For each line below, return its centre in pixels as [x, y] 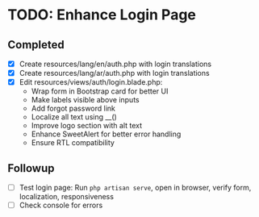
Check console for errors [61, 205]
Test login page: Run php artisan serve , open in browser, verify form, [135, 188]
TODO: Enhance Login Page [102, 15]
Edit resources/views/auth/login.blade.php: [91, 82]
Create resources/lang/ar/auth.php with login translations [115, 73]
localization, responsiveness [67, 197]
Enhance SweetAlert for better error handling [106, 134]
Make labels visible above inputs [85, 100]
